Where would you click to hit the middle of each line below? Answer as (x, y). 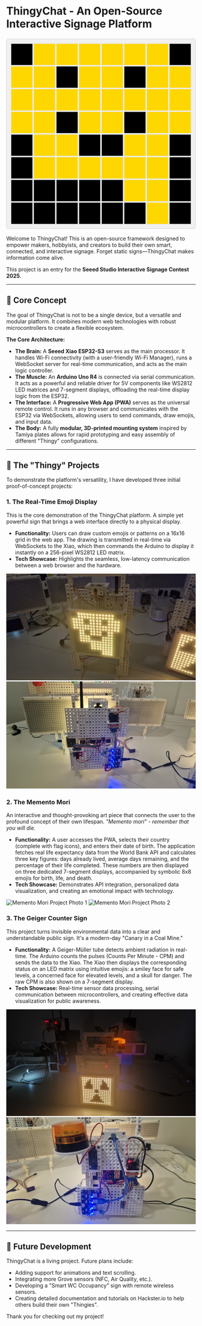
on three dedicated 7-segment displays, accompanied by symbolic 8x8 (103, 872)
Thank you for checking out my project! (55, 1316)
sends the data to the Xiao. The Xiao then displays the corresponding (101, 962)
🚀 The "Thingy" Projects (53, 465)
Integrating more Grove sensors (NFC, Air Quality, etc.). (84, 1279)
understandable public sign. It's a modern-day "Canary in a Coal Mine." (95, 938)
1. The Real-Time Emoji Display (52, 502)
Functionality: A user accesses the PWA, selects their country (92, 840)
